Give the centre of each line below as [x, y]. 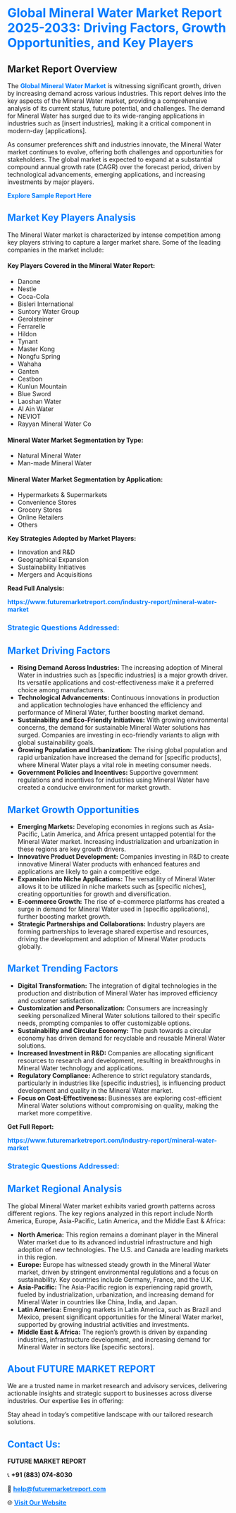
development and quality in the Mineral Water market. [95, 1090]
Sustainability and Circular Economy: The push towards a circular [114, 1030]
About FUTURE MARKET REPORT [82, 1369]
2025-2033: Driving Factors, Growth [117, 28]
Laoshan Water [39, 402]
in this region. [37, 1257]
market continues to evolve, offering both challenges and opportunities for [115, 152]
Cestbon [30, 379]
